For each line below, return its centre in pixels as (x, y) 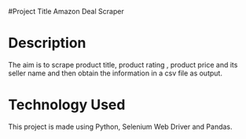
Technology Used (67, 105)
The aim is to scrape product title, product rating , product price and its (123, 64)
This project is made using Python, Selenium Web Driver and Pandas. (121, 126)
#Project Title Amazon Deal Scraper (66, 11)
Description (47, 43)
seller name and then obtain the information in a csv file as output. (115, 73)
